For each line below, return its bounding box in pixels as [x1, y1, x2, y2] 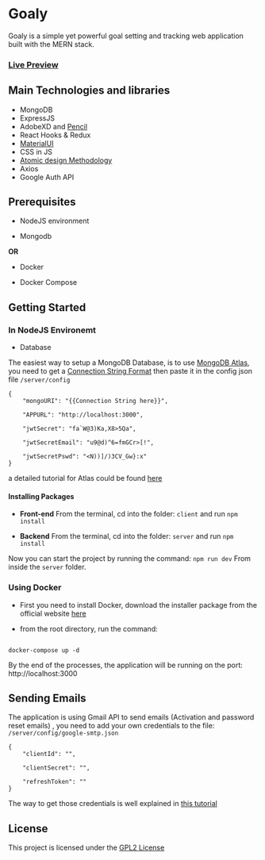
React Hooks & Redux [19, 130, 91, 140]
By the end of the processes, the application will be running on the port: [8, 660, 244, 670]
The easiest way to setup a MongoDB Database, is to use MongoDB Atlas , [8, 358, 250, 367]
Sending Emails [8, 692, 86, 705]
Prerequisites [8, 195, 76, 209]
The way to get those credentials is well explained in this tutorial [8, 799, 218, 808]
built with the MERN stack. [8, 39, 95, 48]
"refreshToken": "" [22, 778, 87, 786]
